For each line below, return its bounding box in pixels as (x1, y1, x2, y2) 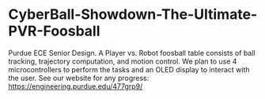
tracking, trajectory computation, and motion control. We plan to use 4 (8, 57, 237, 66)
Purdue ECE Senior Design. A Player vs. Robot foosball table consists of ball (8, 48, 256, 57)
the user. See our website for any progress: (8, 73, 150, 82)
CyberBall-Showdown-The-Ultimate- (8, 5, 258, 24)
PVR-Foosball (8, 22, 100, 40)
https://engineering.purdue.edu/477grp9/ (8, 81, 143, 91)
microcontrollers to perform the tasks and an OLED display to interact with (8, 64, 250, 74)
